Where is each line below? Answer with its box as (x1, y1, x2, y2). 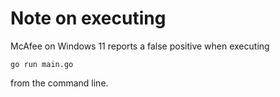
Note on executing (10, 7, 167, 30)
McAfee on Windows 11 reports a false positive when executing (10, 40, 270, 52)
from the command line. (10, 77, 109, 89)
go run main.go (10, 59, 74, 69)
